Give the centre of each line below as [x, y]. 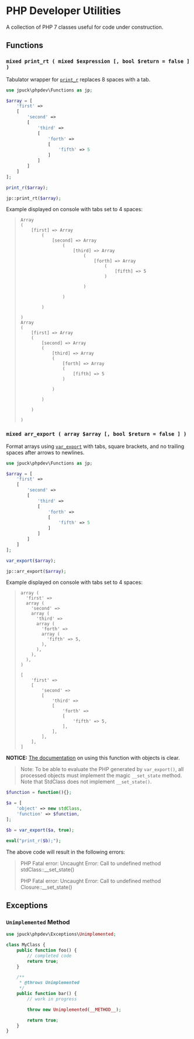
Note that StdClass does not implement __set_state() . [86, 782]
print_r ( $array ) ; [27, 188]
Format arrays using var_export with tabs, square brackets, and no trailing [95, 446]
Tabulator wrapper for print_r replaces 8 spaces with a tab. [78, 79]
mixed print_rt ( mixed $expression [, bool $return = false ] [98, 62]
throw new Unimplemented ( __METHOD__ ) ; [74, 1010]
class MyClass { [26, 945]
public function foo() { [47, 950]
